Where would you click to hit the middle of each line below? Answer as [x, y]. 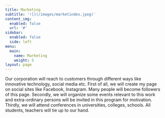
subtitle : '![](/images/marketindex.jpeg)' [50, 14]
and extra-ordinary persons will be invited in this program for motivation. [79, 100]
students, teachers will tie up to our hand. [47, 110]
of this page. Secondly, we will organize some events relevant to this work [80, 95]
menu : [11, 46]
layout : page [18, 65]
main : [15, 51]
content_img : [18, 19]
